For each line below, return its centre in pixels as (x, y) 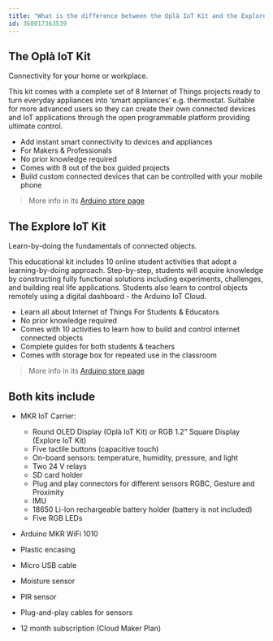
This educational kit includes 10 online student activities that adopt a (123, 262)
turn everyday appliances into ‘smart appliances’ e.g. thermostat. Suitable (132, 100)
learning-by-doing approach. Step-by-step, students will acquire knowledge (136, 271)
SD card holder (58, 474)
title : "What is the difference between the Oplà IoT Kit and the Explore (138, 16)
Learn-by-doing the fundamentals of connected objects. (103, 246)
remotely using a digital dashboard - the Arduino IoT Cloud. (108, 297)
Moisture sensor (48, 581)
